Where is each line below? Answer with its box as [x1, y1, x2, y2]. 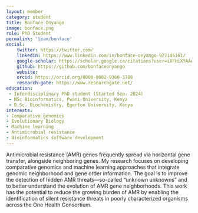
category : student [6, 14, 51, 20]
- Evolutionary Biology [6, 119, 65, 124]
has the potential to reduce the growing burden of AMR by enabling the [6, 188, 179, 195]
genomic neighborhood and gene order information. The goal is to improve [6, 169, 188, 177]
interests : [6, 107, 33, 113]
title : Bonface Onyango [6, 19, 65, 25]
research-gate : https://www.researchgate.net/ [16, 80, 133, 86]
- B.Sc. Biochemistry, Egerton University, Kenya [8, 101, 133, 108]
